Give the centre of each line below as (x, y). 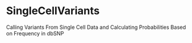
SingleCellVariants (53, 11)
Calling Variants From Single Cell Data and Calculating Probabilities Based (96, 27)
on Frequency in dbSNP (35, 33)
